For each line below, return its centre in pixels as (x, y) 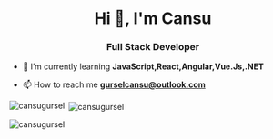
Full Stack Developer (153, 47)
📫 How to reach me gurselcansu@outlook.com (114, 84)
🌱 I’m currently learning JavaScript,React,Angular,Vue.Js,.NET (143, 66)
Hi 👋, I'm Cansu (153, 19)
